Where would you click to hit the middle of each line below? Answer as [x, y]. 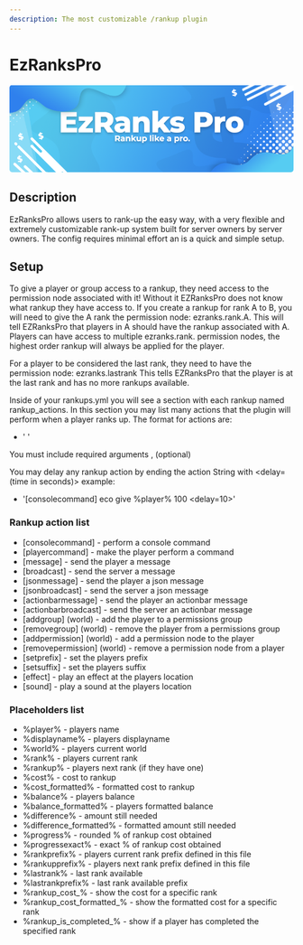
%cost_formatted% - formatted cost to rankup [109, 787]
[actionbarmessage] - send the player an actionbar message [135, 600]
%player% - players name [71, 729]
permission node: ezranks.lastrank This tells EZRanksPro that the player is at [151, 373]
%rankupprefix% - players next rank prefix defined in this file [136, 864]
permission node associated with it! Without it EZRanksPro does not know [146, 298]
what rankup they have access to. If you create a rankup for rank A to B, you [151, 308]
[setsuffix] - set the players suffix [84, 667]
